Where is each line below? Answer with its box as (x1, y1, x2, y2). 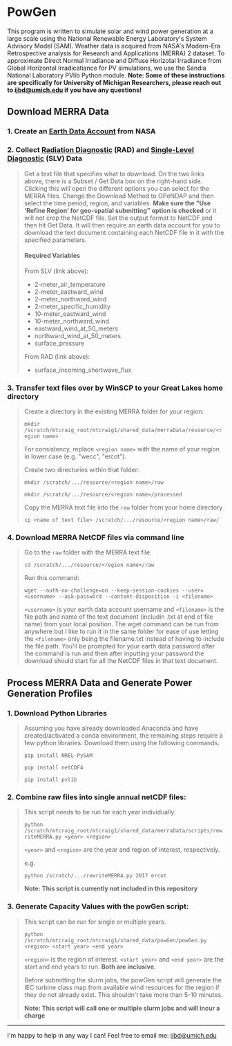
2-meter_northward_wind (34, 295, 107, 303)
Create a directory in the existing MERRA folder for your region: (23, 407, 204, 415)
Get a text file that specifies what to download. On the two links (23, 169, 205, 178)
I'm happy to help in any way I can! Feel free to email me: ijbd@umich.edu (7, 1031, 217, 1039)
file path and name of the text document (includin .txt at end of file (23, 613, 213, 621)
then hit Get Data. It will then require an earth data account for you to (23, 221, 220, 229)
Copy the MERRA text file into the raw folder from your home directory (23, 503, 223, 512)
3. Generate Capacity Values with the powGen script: (7, 902, 189, 911)
